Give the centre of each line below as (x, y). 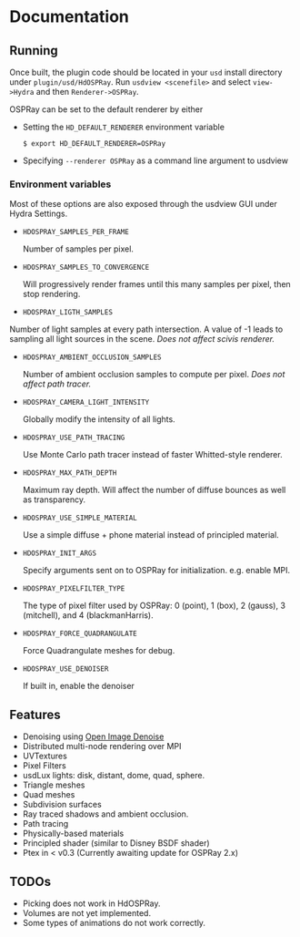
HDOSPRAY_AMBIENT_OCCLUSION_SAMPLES (92, 357)
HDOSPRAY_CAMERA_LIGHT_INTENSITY (86, 403)
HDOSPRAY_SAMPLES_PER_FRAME (75, 232)
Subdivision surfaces (62, 805)
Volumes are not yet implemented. (87, 912)
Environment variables (60, 184)
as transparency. (54, 499)
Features (35, 714)
